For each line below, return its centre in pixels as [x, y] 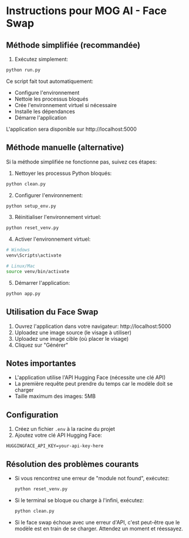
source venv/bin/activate [38, 271]
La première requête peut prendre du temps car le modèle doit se [94, 384]
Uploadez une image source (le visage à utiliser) [73, 332]
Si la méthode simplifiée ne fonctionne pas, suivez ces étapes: [82, 162]
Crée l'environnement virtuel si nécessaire [66, 105]
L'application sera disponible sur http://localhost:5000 [71, 129]
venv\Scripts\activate [34, 255]
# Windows [18, 250]
